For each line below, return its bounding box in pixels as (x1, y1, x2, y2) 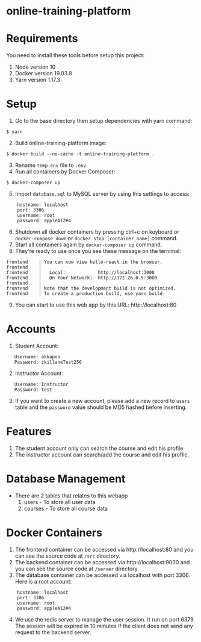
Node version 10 (14, 63, 56, 70)
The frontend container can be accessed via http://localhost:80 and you (14, 546, 194, 553)
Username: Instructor (14, 381, 69, 387)
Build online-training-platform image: (14, 140, 107, 147)
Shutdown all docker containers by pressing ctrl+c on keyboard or (14, 228, 179, 235)
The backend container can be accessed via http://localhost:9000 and (14, 558, 190, 566)
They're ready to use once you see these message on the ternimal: (14, 248, 182, 255)
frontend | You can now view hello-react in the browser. (6, 259, 163, 266)
